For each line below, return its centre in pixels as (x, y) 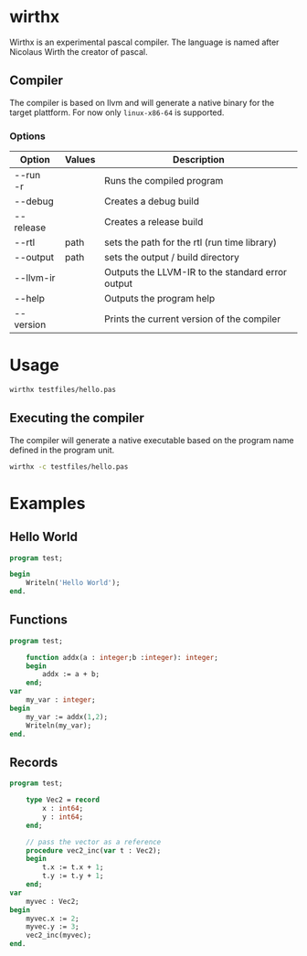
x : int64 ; (63, 809)
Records (34, 762)
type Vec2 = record (63, 800)
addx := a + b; (71, 675)
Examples (48, 503)
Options (27, 136)
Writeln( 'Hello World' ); (73, 583)
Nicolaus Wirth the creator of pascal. (79, 51)
